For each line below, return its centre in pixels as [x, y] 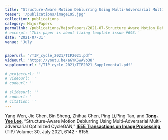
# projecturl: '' [23, 74]
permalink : [16, 28]
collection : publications [32, 19]
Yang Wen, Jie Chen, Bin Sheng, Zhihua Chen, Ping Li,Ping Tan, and [75, 116]
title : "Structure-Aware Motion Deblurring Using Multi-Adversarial [78, 10]
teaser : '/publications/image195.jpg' [45, 14]
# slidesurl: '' [22, 92]
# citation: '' [21, 101]
